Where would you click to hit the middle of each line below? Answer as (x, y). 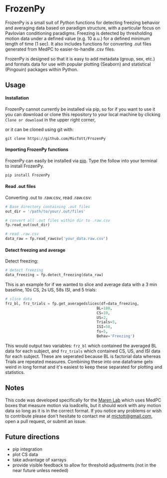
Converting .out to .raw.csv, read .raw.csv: (49, 197)
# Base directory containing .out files (48, 206)
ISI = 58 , (104, 327)
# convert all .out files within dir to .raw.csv (58, 220)
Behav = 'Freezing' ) (116, 336)
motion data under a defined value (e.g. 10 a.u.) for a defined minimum (78, 38)
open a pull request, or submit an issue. (46, 421)
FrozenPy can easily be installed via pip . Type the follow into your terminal (81, 160)
